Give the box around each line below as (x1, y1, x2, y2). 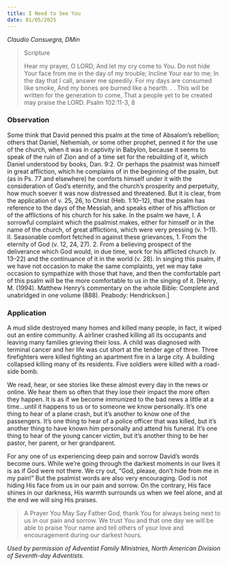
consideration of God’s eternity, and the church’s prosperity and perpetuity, (7, 182, 219, 190)
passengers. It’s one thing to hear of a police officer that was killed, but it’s (7, 417, 217, 426)
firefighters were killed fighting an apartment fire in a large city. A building (7, 353, 215, 361)
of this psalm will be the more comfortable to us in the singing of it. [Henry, (7, 276, 218, 284)
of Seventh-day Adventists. (7, 552, 84, 560)
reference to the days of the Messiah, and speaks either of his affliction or (7, 204, 216, 212)
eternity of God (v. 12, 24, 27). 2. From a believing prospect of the (7, 240, 191, 248)
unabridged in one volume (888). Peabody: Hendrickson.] (7, 291, 170, 299)
